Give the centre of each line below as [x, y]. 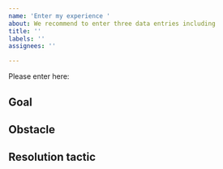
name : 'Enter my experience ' [60, 16]
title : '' [25, 31]
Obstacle [32, 130]
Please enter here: [39, 76]
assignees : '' [32, 46]
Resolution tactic [52, 157]
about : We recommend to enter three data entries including [112, 24]
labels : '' [27, 39]
